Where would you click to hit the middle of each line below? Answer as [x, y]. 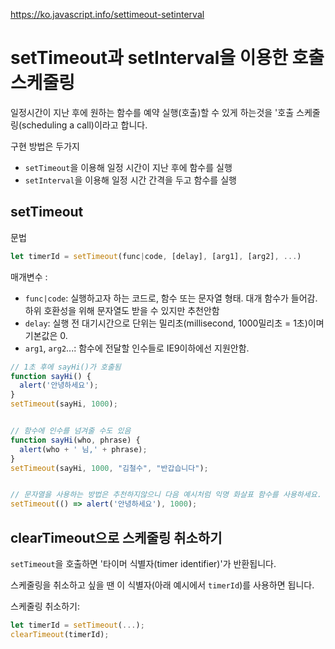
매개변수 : [29, 276]
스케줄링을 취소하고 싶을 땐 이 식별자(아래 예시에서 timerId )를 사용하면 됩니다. [162, 585]
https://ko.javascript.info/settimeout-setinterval [107, 14]
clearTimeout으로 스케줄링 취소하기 [116, 537]
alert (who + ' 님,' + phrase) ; [83, 449]
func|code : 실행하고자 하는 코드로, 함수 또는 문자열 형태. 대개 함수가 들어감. [171, 298]
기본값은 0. [46, 335]
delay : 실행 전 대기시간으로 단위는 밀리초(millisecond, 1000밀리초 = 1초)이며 [174, 323]
